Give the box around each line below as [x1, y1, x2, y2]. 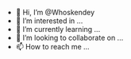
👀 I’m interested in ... [15, 16, 83, 26]
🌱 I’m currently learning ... [15, 25, 101, 33]
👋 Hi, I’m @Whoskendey [15, 8, 95, 17]
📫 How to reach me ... [15, 42, 90, 51]
